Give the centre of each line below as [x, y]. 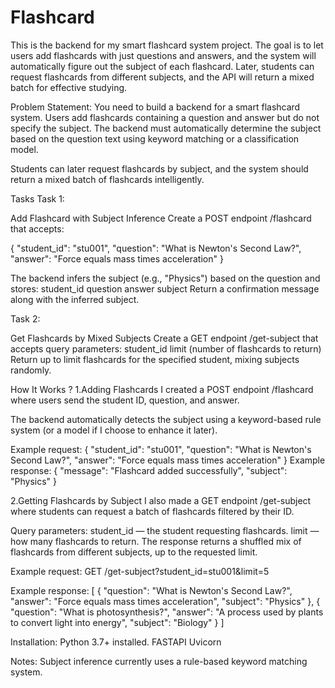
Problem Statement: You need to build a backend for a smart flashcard [155, 107]
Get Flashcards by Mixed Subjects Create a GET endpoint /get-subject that [164, 338]
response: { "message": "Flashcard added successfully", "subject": [149, 470]
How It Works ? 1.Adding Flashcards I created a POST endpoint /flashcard [162, 389]
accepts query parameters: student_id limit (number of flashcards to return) [166, 348]
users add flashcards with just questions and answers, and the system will [163, 55]
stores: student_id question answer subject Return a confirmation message [165, 288]
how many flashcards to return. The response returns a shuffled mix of [156, 541]
